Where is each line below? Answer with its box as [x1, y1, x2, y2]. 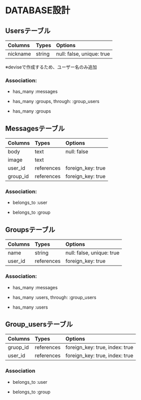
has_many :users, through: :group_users [12, 294, 97, 300]
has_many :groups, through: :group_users [12, 98, 100, 105]
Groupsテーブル [5, 225, 56, 234]
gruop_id [8, 344, 29, 351]
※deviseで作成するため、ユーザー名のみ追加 [5, 64, 97, 70]
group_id [8, 173, 29, 180]
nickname [8, 50, 31, 57]
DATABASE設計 [5, 5, 70, 16]
